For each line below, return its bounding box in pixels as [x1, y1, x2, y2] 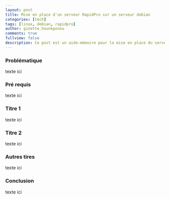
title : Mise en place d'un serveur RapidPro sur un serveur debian [5, 12, 151, 17]
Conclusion [5, 177, 34, 184]
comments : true [5, 31, 37, 36]
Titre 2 [5, 129, 22, 136]
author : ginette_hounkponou [5, 26, 65, 31]
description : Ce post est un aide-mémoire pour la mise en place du [5, 40, 153, 45]
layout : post [5, 7, 33, 13]
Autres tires [5, 153, 35, 160]
